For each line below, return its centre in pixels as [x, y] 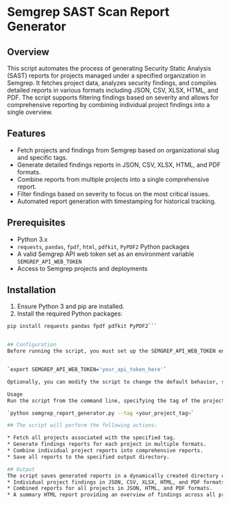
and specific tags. [42, 157]
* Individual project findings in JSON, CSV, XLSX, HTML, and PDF [104, 482]
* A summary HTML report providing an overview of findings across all [111, 495]
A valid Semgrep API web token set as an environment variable [105, 254]
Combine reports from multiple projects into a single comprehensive [113, 179]
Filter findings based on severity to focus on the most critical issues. [113, 193]
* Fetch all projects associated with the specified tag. [91, 438]
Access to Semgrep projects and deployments [82, 268]
